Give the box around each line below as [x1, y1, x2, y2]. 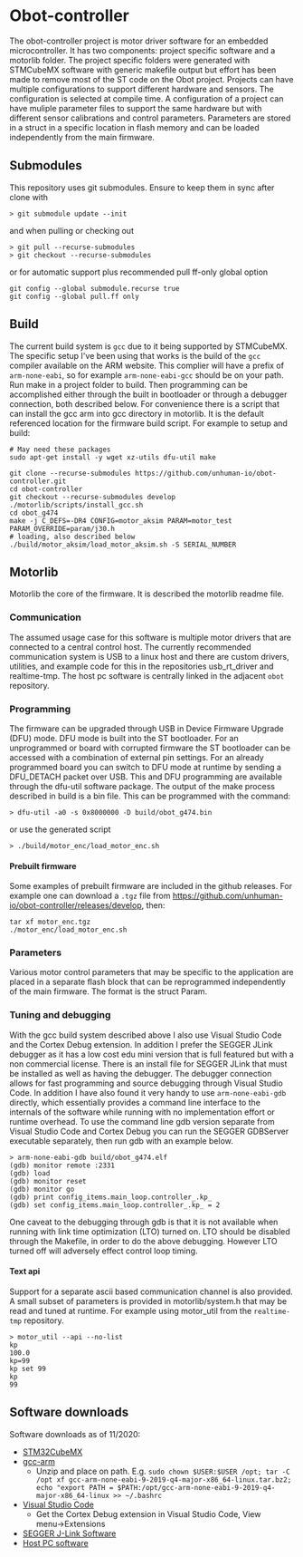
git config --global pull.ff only [9, 292, 140, 301]
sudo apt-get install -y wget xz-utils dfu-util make [9, 452, 217, 462]
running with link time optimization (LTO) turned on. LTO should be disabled [9, 1225, 291, 1237]
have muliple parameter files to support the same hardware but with [9, 102, 262, 113]
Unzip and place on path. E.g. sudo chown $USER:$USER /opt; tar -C [35, 1465, 291, 1476]
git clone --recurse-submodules [9, 469, 131, 478]
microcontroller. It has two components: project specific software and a [9, 44, 276, 55]
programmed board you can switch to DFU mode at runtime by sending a [9, 761, 282, 772]
